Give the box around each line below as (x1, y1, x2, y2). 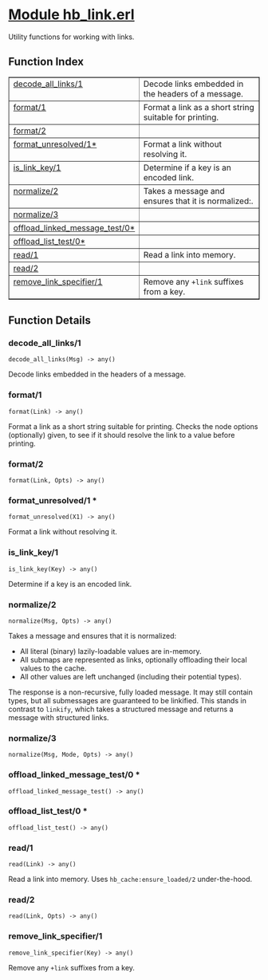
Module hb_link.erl (8, 6, 135, 24)
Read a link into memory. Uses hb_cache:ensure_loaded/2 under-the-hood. (8, 875, 253, 884)
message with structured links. (8, 712, 109, 722)
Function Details (8, 313, 92, 328)
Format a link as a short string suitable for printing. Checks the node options (8, 421, 258, 431)
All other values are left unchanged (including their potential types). (19, 671, 242, 681)
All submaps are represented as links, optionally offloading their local (19, 655, 247, 664)
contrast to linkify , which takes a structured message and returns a (8, 704, 234, 714)
